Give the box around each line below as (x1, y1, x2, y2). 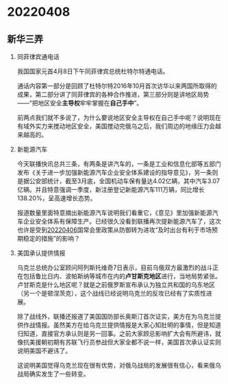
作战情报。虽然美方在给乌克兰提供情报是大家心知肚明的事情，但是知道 (23, 321, 221, 329)
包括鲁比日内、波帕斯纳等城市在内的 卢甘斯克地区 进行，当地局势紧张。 (23, 272, 221, 280)
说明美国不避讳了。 (16, 347, 72, 355)
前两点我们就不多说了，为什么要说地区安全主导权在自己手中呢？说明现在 (16, 114, 221, 121)
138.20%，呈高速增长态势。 (16, 194, 97, 202)
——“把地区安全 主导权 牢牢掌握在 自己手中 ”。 (16, 99, 143, 107)
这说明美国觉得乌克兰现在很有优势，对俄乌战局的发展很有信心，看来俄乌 (16, 361, 221, 369)
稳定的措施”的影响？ (23, 235, 80, 242)
